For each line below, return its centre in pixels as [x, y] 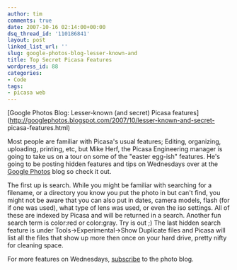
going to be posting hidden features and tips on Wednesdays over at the [112, 164]
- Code [17, 80]
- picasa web [27, 93]
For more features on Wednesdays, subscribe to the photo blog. [100, 259]
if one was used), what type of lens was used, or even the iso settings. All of [118, 208]
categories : [25, 73]
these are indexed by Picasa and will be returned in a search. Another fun [114, 216]
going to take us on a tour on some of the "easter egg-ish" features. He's [114, 157]
